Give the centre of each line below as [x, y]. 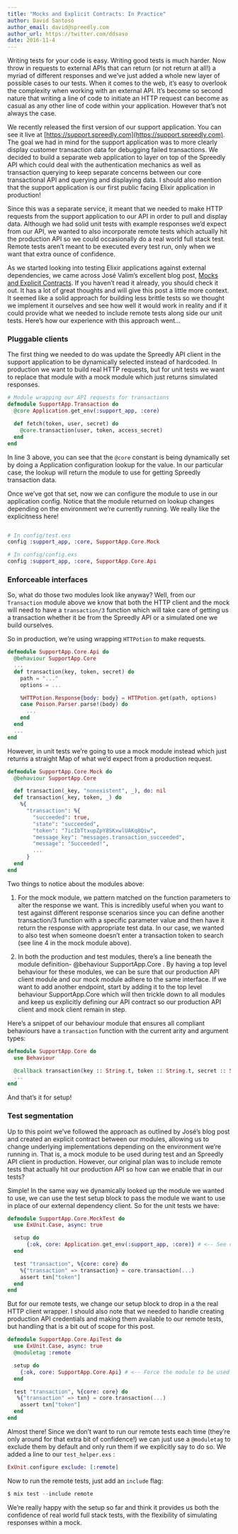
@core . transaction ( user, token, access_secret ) [91, 430]
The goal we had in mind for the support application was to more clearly [113, 142]
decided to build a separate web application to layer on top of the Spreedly [117, 158]
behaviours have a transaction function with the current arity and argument [118, 1030]
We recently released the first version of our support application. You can [114, 127]
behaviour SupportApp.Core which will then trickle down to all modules [121, 994]
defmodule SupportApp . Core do [52, 1051]
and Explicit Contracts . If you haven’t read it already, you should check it [113, 283]
